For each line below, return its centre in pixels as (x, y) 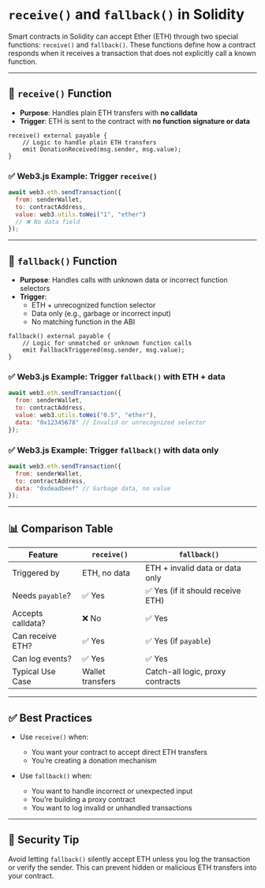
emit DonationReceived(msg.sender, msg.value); (102, 149)
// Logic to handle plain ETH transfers (90, 142)
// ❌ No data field (48, 222)
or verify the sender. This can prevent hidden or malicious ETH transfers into (132, 867)
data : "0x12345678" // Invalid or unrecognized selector (111, 422)
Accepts (28, 614)
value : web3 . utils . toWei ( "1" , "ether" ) (81, 215)
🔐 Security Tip (44, 840)
